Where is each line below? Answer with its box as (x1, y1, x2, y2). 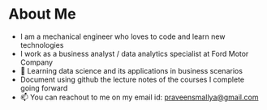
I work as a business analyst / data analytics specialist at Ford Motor (19, 49, 249, 58)
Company (19, 57, 54, 67)
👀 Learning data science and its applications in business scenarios (19, 66, 243, 75)
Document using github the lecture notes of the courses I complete (19, 74, 245, 84)
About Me (8, 5, 76, 23)
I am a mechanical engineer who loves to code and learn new (19, 32, 226, 41)
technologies (19, 40, 64, 49)
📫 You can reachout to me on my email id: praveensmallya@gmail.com (19, 92, 259, 102)
